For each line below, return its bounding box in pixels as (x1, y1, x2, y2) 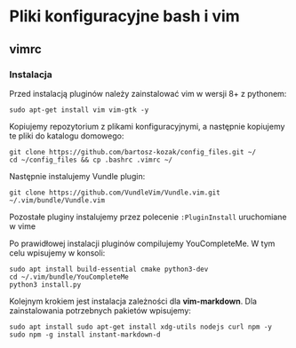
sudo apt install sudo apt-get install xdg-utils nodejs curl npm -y (9, 322, 273, 331)
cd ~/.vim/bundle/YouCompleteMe (9, 273, 129, 281)
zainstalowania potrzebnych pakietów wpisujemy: (9, 304, 191, 316)
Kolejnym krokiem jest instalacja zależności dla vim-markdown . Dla (9, 296, 258, 306)
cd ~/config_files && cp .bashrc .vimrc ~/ (9, 155, 173, 164)
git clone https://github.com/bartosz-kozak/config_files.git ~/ (9, 147, 256, 156)
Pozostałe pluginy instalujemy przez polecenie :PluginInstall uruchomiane (9, 211, 287, 222)
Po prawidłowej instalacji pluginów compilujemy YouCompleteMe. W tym (9, 238, 276, 249)
